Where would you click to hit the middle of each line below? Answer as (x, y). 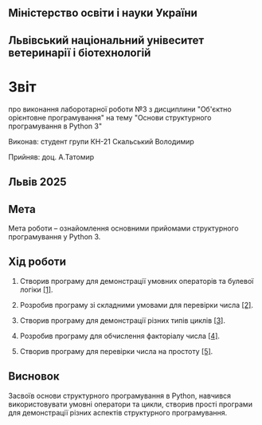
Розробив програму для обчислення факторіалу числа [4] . (120, 336)
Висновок (34, 377)
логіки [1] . (36, 289)
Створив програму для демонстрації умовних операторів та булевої (137, 281)
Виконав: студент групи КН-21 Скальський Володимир (102, 141)
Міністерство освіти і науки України (103, 13)
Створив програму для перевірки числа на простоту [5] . (116, 351)
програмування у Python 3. (55, 236)
